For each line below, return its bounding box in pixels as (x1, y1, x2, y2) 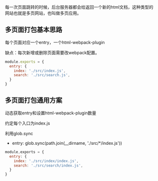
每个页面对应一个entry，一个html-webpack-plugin (5, 39, 105, 45)
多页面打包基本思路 (5, 26, 62, 34)
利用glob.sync (5, 130, 33, 136)
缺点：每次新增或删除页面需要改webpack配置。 (5, 50, 100, 56)
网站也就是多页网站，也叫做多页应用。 (5, 10, 81, 16)
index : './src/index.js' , (14, 68, 66, 73)
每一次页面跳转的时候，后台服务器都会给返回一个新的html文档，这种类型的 (5, 4, 154, 10)
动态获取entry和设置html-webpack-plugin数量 (5, 110, 97, 116)
